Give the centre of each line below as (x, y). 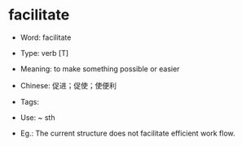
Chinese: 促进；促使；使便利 (68, 85)
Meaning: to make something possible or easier (100, 69)
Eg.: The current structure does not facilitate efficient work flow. (128, 133)
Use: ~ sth (37, 117)
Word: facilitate (46, 37)
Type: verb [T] (44, 53)
